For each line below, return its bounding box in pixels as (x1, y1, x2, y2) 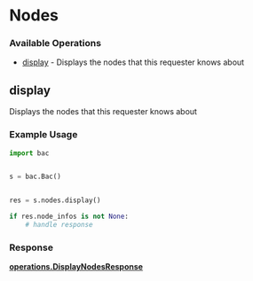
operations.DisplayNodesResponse (9, 261, 144, 272)
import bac (9, 148, 50, 158)
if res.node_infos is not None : (9, 212, 129, 222)
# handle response (25, 221, 93, 230)
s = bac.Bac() (9, 172, 62, 182)
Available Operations (9, 37, 102, 50)
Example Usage (9, 129, 78, 141)
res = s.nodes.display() (9, 196, 101, 205)
